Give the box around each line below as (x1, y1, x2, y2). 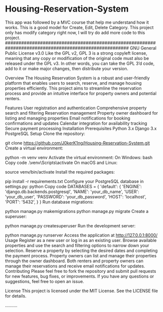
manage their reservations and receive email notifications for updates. (5, 263, 146, 269)
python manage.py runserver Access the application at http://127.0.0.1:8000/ (5, 232, 158, 238)
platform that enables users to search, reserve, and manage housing (5, 80, 142, 86)
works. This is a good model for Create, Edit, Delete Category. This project (5, 24, 154, 30)
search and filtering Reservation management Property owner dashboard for (5, 110, 158, 116)
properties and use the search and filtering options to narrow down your (5, 242, 149, 248)
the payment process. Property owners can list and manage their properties (5, 253, 157, 258)
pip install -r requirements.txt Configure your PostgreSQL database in (5, 178, 144, 184)
